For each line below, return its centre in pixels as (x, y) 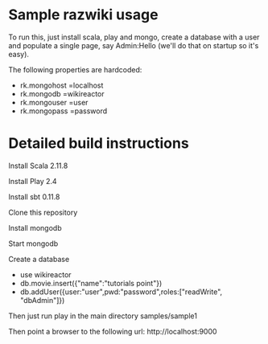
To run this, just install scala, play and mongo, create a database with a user (134, 37)
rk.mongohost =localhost (62, 85)
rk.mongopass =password (64, 111)
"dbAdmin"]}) (42, 300)
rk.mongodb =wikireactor (62, 93)
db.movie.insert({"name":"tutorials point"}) (91, 283)
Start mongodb (33, 244)
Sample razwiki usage (83, 15)
